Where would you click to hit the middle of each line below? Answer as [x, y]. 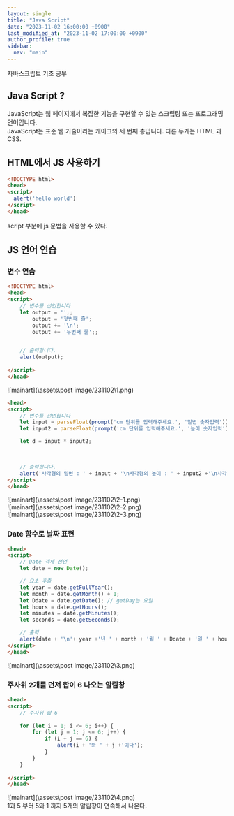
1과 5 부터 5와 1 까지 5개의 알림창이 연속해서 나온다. [77, 806]
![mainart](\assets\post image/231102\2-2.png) [74, 507]
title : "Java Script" [39, 20]
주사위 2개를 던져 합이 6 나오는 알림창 [66, 685]
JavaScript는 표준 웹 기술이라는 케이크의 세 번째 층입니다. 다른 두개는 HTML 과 [115, 131]
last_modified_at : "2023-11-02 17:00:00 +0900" [78, 33]
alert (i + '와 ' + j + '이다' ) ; [100, 745]
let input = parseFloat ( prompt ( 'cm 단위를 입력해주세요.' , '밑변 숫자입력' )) [124, 422]
